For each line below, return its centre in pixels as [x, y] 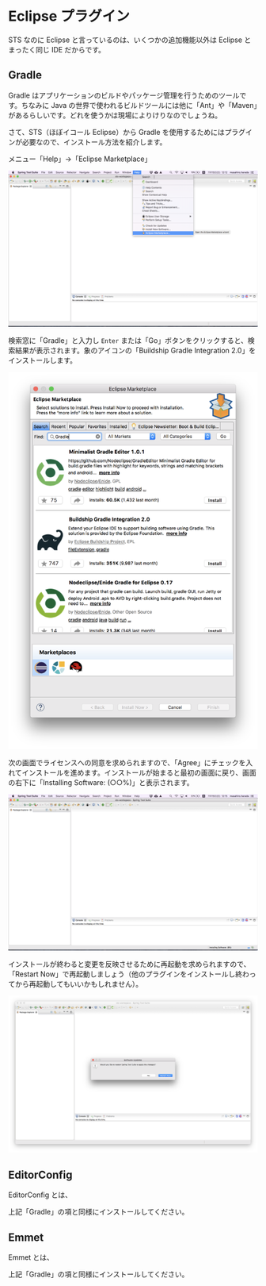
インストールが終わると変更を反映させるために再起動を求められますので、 [129, 964]
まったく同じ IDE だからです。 [57, 49]
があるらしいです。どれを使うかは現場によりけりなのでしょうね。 [115, 115]
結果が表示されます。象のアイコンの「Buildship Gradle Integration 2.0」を [135, 350]
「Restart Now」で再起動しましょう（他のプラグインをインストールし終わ [129, 974]
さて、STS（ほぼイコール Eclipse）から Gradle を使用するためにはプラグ [127, 132]
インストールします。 [43, 360]
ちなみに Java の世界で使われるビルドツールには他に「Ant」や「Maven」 [139, 105]
